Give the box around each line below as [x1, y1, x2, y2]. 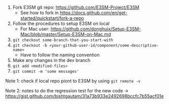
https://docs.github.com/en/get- [60, 10, 128, 16]
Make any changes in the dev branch [12, 57, 91, 63]
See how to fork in [20, 10, 59, 16]
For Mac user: [20, 26, 50, 32]
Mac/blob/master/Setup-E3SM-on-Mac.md [20, 31, 111, 37]
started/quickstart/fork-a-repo [20, 15, 84, 21]
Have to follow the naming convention [20, 52, 100, 58]
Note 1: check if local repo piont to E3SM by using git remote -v [5, 78, 141, 84]
